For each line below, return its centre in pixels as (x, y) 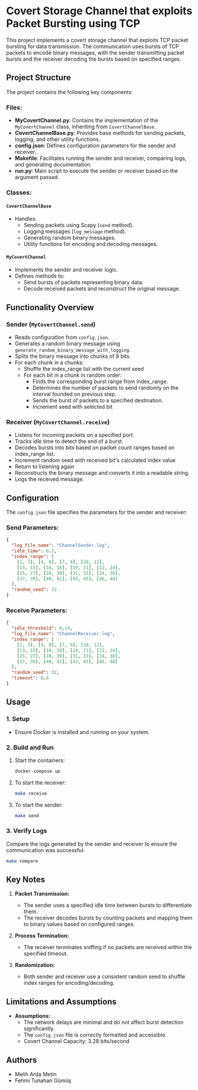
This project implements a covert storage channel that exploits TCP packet (97, 40)
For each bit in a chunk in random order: (73, 375)
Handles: (25, 219)
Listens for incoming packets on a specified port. (74, 435)
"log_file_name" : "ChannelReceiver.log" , (63, 634)
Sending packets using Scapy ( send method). (79, 225)
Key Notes (26, 880)
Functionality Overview (50, 307)
